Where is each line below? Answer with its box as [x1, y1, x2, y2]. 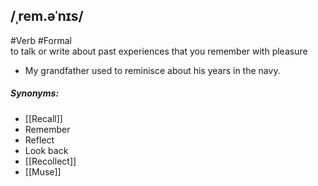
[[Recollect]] [24, 155, 77, 167]
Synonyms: [10, 87, 60, 99]
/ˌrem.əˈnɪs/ [10, 8, 84, 25]
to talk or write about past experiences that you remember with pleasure [10, 45, 308, 57]
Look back [24, 144, 69, 156]
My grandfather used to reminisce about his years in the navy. [24, 64, 281, 76]
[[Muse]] [24, 165, 62, 178]
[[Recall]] [24, 112, 63, 124]
